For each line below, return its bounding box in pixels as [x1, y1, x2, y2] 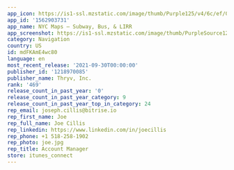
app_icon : [7, 10, 36, 17]
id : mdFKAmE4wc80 [7, 49, 58, 56]
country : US [7, 42, 42, 49]
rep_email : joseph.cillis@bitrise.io [7, 107, 117, 114]
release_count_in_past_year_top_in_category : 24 [7, 101, 151, 108]
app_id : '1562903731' [7, 17, 70, 24]
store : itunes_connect [7, 152, 73, 160]
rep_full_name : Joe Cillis [7, 119, 86, 127]
